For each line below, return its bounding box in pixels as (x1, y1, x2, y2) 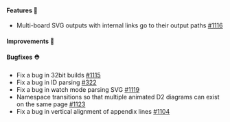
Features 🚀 (6, 6, 38, 14)
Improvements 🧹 (6, 37, 54, 45)
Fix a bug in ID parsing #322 (16, 78, 97, 86)
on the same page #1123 (16, 100, 86, 108)
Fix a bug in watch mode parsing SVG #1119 (16, 86, 140, 93)
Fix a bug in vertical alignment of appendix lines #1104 (16, 108, 170, 115)
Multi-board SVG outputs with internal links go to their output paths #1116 (16, 21, 223, 29)
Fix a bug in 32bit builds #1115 (16, 71, 101, 79)
